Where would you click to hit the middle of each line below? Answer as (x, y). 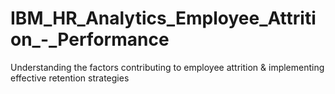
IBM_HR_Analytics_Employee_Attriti (163, 18)
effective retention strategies (70, 78)
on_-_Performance (90, 39)
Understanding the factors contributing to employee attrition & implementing (167, 67)
